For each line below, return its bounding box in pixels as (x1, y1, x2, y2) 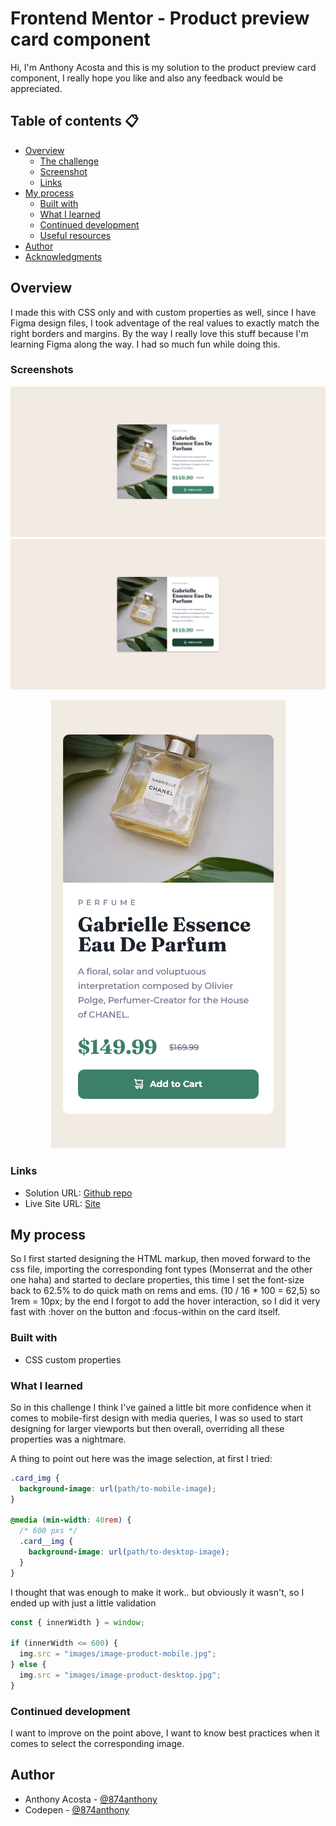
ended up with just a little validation (10, 1597, 157, 1609)
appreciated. (10, 82, 63, 94)
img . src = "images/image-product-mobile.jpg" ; (19, 1649, 217, 1659)
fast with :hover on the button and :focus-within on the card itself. (10, 1306, 281, 1318)
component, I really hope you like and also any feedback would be (10, 72, 283, 84)
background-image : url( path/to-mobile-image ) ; (19, 1483, 217, 1494)
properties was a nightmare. (10, 1433, 127, 1445)
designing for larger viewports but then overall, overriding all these (10, 1422, 285, 1434)
